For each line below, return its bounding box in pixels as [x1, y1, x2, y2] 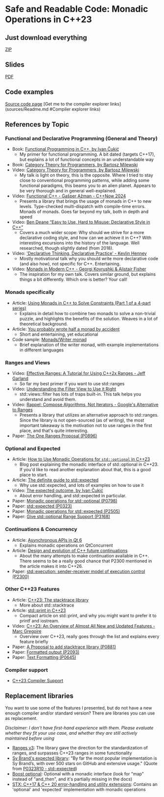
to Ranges [12, 406, 33, 413]
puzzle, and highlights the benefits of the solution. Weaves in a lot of [19, 316, 158, 321]
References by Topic [5, 120, 70, 129]
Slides [5, 60, 24, 69]
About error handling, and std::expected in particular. [19, 493, 126, 499]
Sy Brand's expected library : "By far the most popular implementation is [12, 755, 158, 761]
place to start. [19, 472, 48, 478]
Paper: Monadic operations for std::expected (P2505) [12, 508, 120, 514]
